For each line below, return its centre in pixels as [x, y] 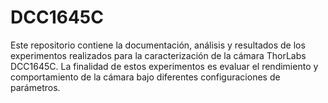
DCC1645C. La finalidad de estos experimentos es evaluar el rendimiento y [164, 66]
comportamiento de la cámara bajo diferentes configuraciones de [145, 77]
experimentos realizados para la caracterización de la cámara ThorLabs [158, 55]
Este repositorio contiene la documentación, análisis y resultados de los [158, 45]
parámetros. [35, 87]
